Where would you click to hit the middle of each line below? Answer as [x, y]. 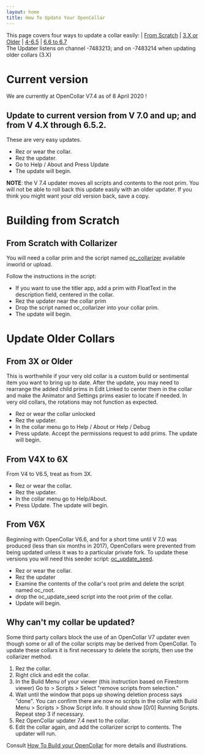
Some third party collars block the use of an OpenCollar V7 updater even [98, 637]
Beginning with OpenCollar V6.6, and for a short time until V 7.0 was [92, 539]
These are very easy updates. [44, 140]
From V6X [26, 525]
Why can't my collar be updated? [71, 623]
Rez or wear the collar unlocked [55, 414]
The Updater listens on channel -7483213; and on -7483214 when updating [101, 48]
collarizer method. [29, 656]
